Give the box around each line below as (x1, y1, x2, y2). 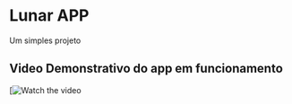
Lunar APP (9, 5, 90, 26)
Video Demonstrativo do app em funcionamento (9, 61, 284, 76)
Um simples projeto (9, 35, 82, 46)
